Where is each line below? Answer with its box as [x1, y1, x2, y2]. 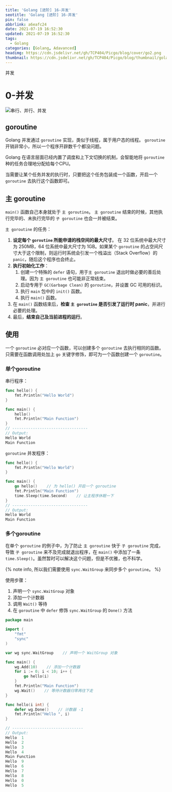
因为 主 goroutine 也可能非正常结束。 [29, 275, 109, 282]
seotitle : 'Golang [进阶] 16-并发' [5, 12, 78, 17]
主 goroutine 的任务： [5, 226, 52, 232]
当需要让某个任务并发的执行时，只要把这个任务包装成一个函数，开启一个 [5, 172, 158, 178]
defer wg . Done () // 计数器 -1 [14, 707, 83, 712]
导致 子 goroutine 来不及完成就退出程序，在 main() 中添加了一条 [5, 549, 141, 555]
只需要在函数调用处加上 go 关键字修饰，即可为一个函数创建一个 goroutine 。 [5, 351, 165, 357]
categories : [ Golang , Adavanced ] [5, 46, 77, 51]
